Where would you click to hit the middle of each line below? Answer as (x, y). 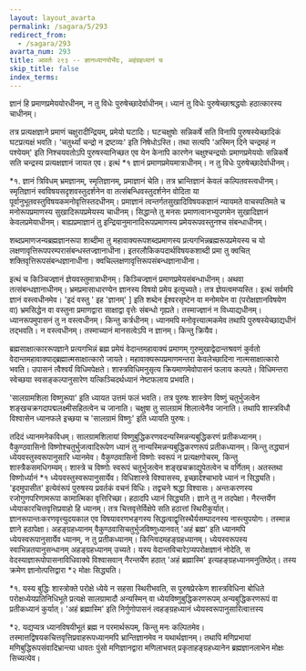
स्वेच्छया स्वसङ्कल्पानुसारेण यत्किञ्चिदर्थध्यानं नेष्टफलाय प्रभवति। (102, 379)
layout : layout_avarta (52, 18)
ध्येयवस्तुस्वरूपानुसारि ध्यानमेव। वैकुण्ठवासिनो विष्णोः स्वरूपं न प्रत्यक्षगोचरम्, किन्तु (124, 456)
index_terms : (34, 78)
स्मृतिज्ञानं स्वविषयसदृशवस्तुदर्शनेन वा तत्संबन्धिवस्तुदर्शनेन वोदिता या (104, 191)
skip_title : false (44, 69)
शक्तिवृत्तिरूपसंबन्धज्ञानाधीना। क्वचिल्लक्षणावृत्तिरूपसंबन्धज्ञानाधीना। (105, 260)
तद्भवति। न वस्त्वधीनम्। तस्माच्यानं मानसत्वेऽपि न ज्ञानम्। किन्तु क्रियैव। (114, 330)
